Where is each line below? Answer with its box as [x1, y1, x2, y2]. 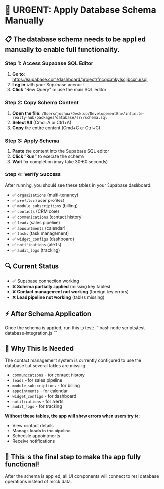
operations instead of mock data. [5, 479, 72, 485]
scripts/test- [122, 325, 147, 331]
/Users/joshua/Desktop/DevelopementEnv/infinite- [41, 111, 145, 116]
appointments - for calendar [12, 388, 68, 394]
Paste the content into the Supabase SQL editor [12, 148, 109, 154]
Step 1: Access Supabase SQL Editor [5, 60, 94, 67]
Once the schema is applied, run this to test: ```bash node [5, 325, 121, 331]
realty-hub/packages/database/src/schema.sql [12, 115, 107, 120]
